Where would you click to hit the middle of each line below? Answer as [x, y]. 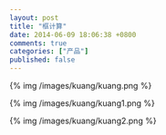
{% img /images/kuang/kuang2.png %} [83, 121]
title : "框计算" [38, 26]
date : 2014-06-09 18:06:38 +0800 [73, 34]
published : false [42, 60]
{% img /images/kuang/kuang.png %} [81, 86]
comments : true [38, 43]
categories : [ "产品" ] [49, 52]
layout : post [34, 18]
